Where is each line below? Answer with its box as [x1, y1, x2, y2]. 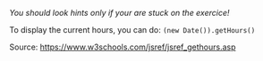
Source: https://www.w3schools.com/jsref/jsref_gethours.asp [9, 42, 236, 52]
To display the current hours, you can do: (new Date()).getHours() [9, 25, 256, 34]
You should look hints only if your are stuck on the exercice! [9, 8, 230, 18]
